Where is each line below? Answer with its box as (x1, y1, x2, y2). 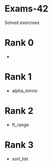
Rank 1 (4, 71, 32, 82)
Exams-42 (4, 3, 49, 14)
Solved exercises (4, 19, 40, 25)
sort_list (11, 155, 28, 161)
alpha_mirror (11, 87, 38, 93)
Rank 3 (4, 139, 34, 150)
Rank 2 (4, 105, 34, 116)
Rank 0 (4, 37, 34, 48)
